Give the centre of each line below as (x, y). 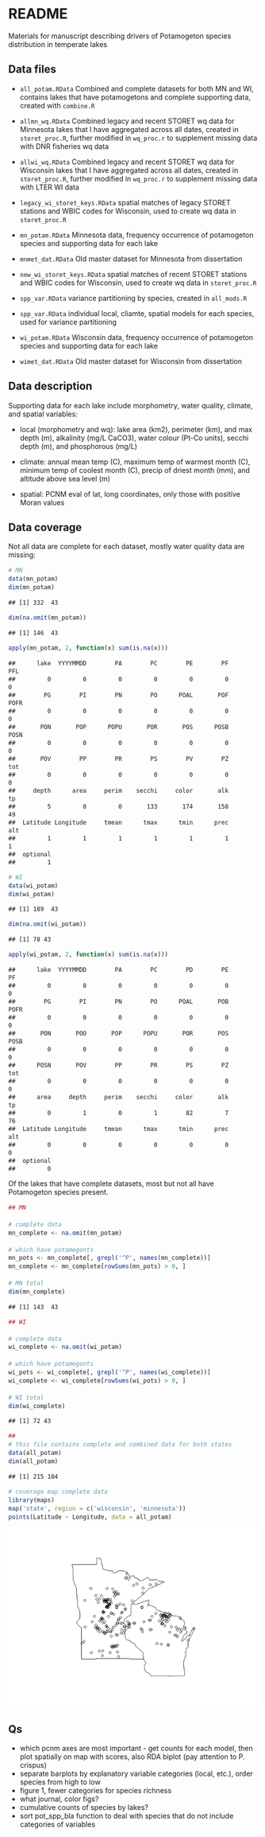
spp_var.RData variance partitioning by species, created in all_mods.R (133, 298)
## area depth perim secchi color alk (118, 1098)
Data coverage (45, 527)
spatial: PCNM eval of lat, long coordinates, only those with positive (130, 493)
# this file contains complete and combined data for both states (120, 1445)
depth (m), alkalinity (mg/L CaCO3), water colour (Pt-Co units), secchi (134, 438)
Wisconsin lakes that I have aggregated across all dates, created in (129, 170)
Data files (33, 70)
